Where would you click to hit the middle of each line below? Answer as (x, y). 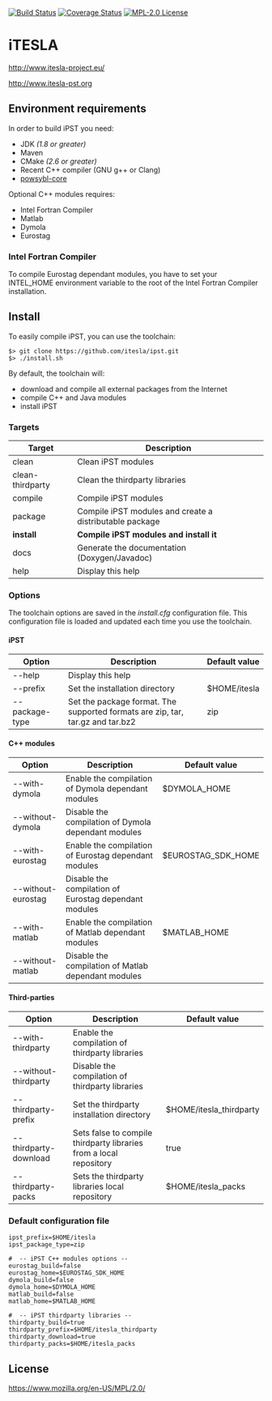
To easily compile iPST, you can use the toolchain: (92, 336)
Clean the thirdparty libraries (131, 480)
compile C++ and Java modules (73, 398)
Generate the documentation (132, 548)
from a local (95, 1153)
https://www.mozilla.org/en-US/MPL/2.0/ (77, 1388)
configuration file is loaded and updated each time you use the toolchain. (130, 622)
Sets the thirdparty (108, 1177)
